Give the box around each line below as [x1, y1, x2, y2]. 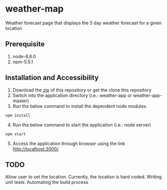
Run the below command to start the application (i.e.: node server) [12, 122, 151, 128]
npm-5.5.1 [12, 59, 33, 65]
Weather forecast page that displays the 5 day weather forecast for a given [5, 20, 162, 26]
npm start [5, 131, 26, 137]
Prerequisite [5, 40, 45, 49]
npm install [5, 112, 30, 118]
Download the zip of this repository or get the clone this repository [12, 87, 152, 93]
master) [12, 97, 29, 104]
